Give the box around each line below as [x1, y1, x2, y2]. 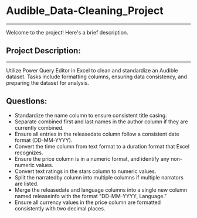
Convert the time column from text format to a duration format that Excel [14, 143, 189, 150]
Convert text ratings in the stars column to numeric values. [14, 168, 157, 175]
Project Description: [6, 46, 81, 56]
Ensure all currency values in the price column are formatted [14, 199, 161, 206]
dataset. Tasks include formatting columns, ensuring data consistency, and [6, 73, 188, 80]
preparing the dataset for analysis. [6, 79, 89, 86]
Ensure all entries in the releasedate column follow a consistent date [14, 130, 180, 137]
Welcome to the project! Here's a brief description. [6, 29, 128, 36]
